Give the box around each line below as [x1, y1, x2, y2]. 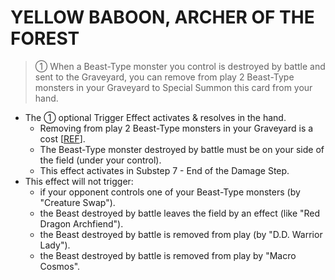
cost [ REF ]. [39, 132, 86, 145]
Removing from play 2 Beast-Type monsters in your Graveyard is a [39, 122, 314, 134]
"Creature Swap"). [39, 196, 116, 208]
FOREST [10, 27, 80, 50]
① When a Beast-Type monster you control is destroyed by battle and [34, 60, 326, 72]
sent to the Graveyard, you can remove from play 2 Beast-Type [34, 71, 295, 83]
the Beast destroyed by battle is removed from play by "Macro [39, 249, 297, 261]
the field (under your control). [39, 154, 162, 166]
